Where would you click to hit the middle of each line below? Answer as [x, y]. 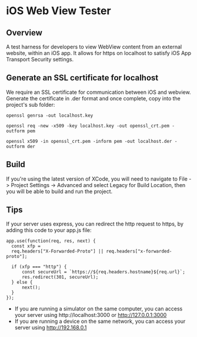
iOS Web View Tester [59, 11]
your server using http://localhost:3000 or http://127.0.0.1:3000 [91, 315]
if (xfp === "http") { [39, 267]
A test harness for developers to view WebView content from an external [94, 47]
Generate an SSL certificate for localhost [82, 78]
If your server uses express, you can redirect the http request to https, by [95, 224]
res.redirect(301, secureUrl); [60, 277]
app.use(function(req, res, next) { [51, 241]
